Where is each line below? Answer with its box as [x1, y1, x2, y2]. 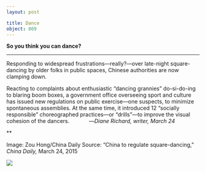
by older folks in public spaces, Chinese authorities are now [28, 67, 179, 74]
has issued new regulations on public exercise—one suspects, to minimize [6, 98, 194, 105]
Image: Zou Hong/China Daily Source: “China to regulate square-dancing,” [6, 141, 194, 149]
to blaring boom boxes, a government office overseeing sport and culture [6, 91, 192, 99]
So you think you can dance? [6, 42, 82, 50]
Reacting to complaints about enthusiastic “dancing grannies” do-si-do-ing [6, 85, 196, 92]
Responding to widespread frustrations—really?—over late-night [6, 60, 169, 67]
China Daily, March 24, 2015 [6, 148, 78, 155]
